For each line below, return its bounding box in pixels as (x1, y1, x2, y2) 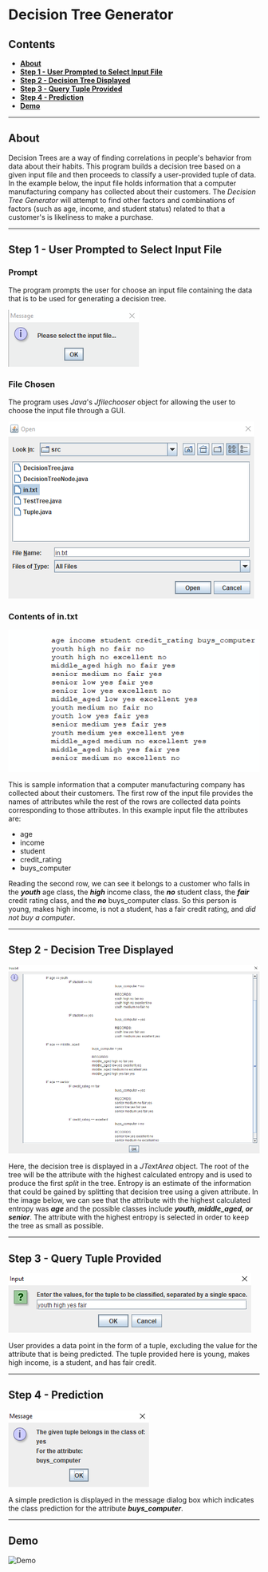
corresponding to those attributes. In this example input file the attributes (8, 805, 249, 814)
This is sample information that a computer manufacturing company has (8, 779, 246, 789)
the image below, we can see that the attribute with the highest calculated (8, 1196, 251, 1205)
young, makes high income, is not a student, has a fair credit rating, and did (8, 904, 257, 913)
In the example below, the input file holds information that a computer (8, 178, 237, 188)
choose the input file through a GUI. (8, 405, 126, 415)
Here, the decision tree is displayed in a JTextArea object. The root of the (8, 1161, 250, 1172)
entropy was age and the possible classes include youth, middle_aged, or (8, 1204, 253, 1214)
